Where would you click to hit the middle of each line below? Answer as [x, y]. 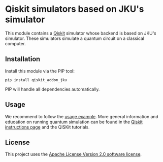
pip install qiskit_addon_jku [36, 80]
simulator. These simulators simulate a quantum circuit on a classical [75, 38]
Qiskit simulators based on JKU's [75, 9]
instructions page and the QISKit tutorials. [48, 127]
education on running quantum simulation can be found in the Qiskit [74, 122]
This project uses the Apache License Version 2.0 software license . [73, 154]
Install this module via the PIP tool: [40, 71]
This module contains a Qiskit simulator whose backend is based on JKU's [81, 33]
